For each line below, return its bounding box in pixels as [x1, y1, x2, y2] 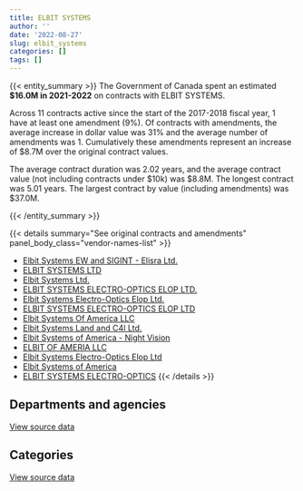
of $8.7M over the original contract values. [9, 146, 169, 157]
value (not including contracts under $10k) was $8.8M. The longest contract [9, 173, 294, 184]
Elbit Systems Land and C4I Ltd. [22, 323, 142, 333]
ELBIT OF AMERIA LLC [22, 342, 107, 352]
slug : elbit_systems [9, 38, 88, 48]
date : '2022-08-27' [9, 30, 83, 39]
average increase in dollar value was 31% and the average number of [9, 127, 269, 137]
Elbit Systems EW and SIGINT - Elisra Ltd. [22, 255, 179, 266]
